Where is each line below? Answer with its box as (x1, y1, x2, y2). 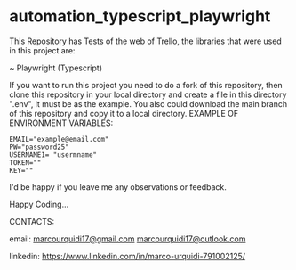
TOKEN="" (9, 158, 42, 167)
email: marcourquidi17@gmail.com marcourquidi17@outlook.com (9, 233, 246, 244)
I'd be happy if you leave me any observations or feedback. (9, 181, 227, 192)
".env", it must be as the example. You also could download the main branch (9, 98, 287, 109)
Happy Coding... (9, 199, 69, 209)
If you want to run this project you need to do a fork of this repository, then (9, 79, 283, 90)
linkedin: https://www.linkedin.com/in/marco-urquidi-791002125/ (9, 250, 246, 261)
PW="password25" (9, 143, 69, 151)
